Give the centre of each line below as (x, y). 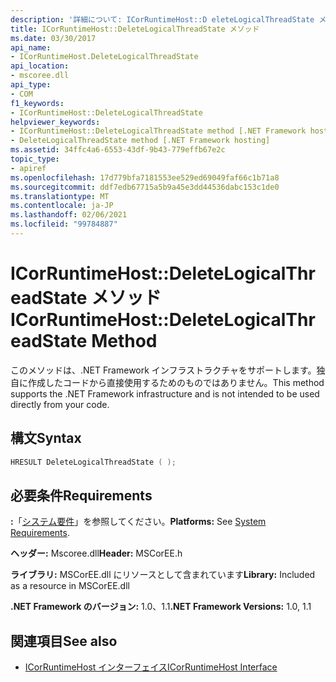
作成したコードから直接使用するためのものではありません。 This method (176, 382)
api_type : (31, 85)
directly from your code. (60, 404)
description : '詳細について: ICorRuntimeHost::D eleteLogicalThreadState (162, 19)
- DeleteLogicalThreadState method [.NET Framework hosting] (140, 141)
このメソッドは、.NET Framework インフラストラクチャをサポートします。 (163, 370)
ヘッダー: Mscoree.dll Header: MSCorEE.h (96, 553)
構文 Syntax (46, 438)
